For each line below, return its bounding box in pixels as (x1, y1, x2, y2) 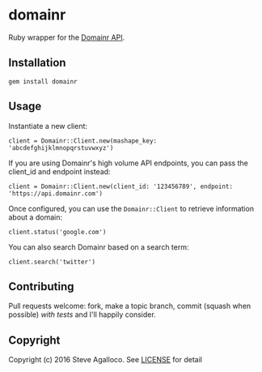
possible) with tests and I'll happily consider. (8, 310, 156, 319)
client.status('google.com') (8, 228, 107, 236)
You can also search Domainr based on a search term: (8, 242, 189, 252)
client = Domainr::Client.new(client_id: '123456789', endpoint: (8, 182, 233, 190)
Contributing (8, 280, 74, 293)
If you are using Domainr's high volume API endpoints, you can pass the (8, 158, 248, 168)
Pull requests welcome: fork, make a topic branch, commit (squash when (8, 301, 251, 311)
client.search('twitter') (8, 258, 95, 266)
